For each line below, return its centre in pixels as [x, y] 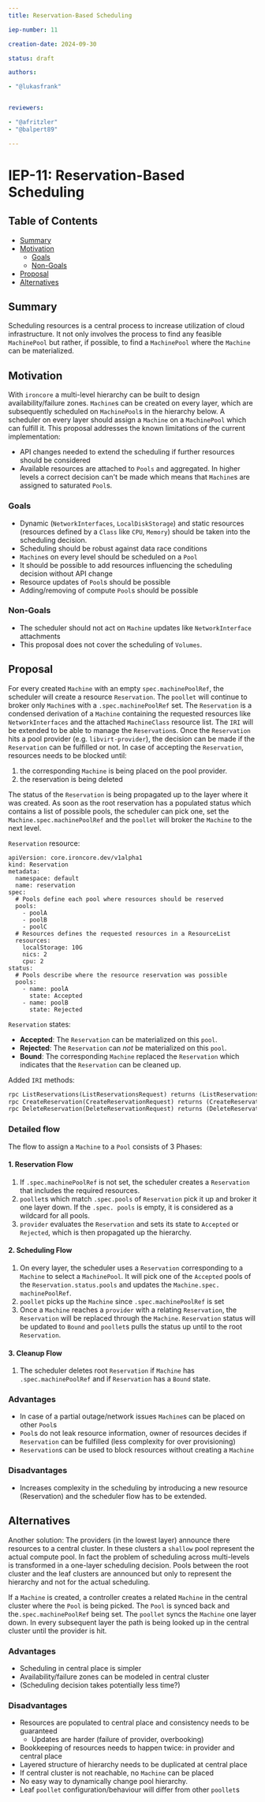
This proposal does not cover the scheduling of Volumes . [111, 645]
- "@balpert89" [33, 129]
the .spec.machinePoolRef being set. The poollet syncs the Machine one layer [132, 1613]
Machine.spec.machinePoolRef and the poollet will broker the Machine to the [130, 819]
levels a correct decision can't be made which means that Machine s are [135, 477]
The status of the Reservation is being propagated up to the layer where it [128, 794]
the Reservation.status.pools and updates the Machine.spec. [119, 1284]
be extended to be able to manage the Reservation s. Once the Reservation [129, 730]
